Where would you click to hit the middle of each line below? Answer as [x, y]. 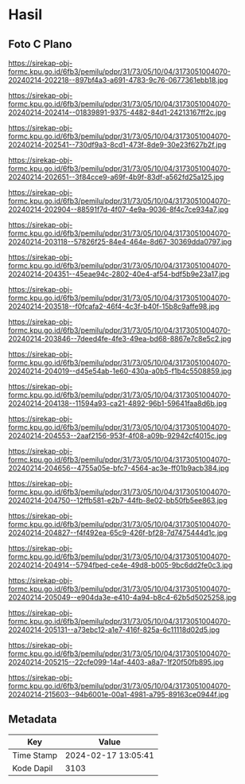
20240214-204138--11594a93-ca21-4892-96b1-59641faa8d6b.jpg [118, 403]
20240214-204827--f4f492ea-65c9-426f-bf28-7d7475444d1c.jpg [118, 532]
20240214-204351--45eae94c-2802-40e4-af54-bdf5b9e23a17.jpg [119, 274]
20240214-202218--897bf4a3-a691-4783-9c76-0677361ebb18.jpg [118, 80]
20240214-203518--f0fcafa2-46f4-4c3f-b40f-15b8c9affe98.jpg [114, 306]
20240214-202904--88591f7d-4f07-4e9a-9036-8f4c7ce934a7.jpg [119, 209]
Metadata [33, 719]
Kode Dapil [33, 768]
